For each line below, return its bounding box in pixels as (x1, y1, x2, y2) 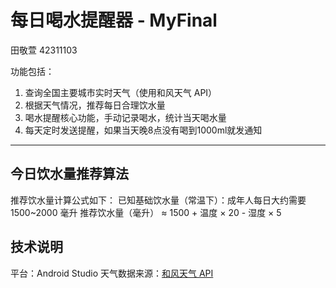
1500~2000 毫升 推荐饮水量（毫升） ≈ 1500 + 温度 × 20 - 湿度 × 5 (10, 206, 282, 218)
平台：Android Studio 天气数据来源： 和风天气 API (10, 267, 214, 279)
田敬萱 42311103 (10, 44, 78, 56)
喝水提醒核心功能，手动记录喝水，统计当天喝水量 (24, 111, 227, 123)
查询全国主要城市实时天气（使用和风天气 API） (24, 86, 218, 98)
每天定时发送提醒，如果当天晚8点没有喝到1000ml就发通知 (24, 124, 263, 136)
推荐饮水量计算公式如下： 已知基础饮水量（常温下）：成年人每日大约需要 (10, 194, 307, 206)
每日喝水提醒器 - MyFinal (10, 9, 218, 32)
